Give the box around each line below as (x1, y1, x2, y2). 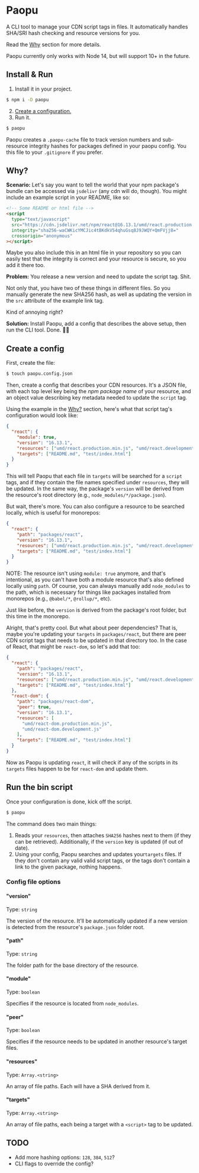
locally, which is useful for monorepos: (6, 509, 101, 516)
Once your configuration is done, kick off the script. (6, 798, 132, 805)
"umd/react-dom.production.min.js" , (21, 721, 113, 727)
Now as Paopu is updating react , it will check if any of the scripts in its (6, 759, 178, 766)
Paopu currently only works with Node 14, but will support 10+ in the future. (6, 52, 191, 59)
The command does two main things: (6, 820, 97, 827)
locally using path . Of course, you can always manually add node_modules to (6, 583, 191, 590)
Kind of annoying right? (6, 308, 63, 316)
